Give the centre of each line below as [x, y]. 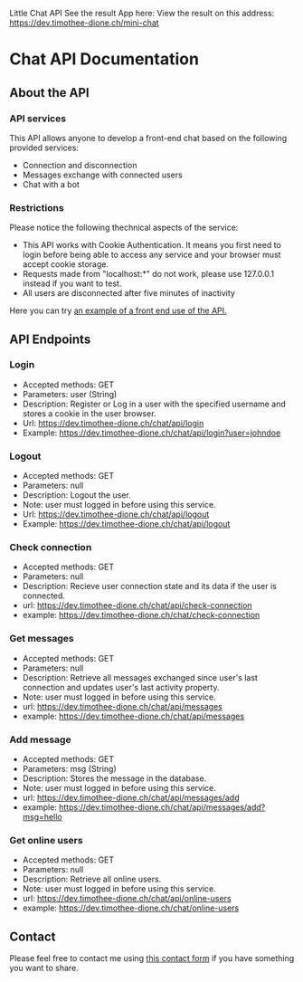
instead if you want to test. [72, 283]
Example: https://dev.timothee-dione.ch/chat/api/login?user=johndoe [151, 433]
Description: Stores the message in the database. [114, 778]
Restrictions [37, 207]
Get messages [42, 639]
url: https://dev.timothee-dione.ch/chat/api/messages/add [131, 798]
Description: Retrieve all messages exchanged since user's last [140, 677]
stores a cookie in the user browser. [89, 413]
